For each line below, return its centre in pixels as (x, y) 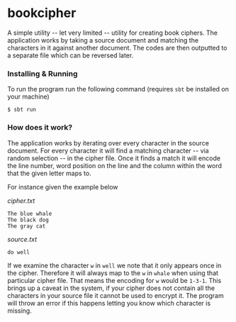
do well (19, 252)
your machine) (28, 96)
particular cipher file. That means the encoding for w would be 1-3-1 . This (114, 280)
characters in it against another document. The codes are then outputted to (117, 48)
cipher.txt (21, 201)
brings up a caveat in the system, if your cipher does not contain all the (111, 288)
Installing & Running (43, 74)
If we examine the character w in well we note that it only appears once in (114, 265)
